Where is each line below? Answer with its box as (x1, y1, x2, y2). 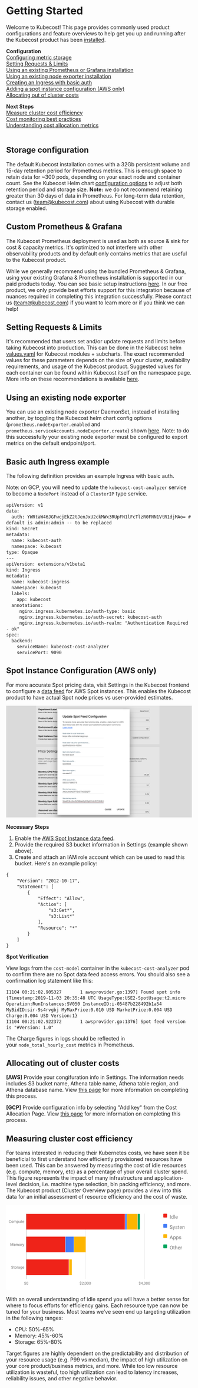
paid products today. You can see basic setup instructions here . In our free (6, 280, 187, 287)
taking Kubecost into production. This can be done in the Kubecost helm (6, 344, 181, 352)
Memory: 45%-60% (14, 1332, 64, 1339)
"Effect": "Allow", (37, 895, 85, 901)
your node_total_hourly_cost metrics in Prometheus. (6, 1041, 134, 1048)
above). (14, 847, 34, 854)
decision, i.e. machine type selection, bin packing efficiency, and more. (18, 1181, 192, 1188)
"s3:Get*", (48, 907, 75, 913)
